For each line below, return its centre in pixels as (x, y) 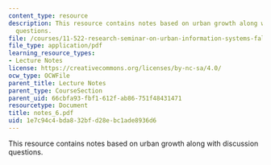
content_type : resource (48, 16)
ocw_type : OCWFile (39, 76)
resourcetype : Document (48, 105)
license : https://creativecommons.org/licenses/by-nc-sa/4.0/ (115, 68)
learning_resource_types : (52, 53)
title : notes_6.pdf (41, 113)
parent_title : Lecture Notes (57, 83)
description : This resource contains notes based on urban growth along (133, 23)
